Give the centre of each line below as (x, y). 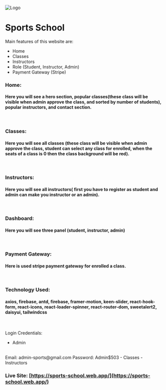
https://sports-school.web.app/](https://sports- (91, 376)
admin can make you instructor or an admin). (52, 195)
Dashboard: (20, 218)
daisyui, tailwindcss (26, 312)
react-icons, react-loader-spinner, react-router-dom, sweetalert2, (87, 307)
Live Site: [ (18, 376)
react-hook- (142, 302)
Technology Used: (28, 290)
